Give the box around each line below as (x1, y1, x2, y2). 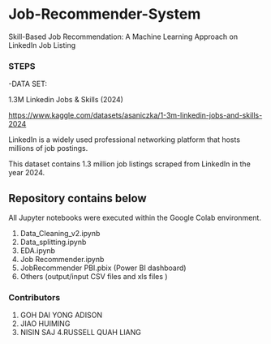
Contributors (8, 291, 61, 303)
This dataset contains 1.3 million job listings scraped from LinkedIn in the (8, 159, 252, 169)
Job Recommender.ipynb (19, 255, 105, 264)
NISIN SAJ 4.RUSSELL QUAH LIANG (19, 328, 142, 338)
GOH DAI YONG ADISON (19, 310, 103, 320)
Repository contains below (8, 191, 148, 205)
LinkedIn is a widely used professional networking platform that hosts (8, 135, 241, 144)
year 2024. (8, 168, 45, 178)
